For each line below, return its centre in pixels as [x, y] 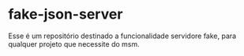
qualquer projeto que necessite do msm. [74, 44]
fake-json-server [66, 14]
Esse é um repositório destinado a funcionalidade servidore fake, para [122, 36]
